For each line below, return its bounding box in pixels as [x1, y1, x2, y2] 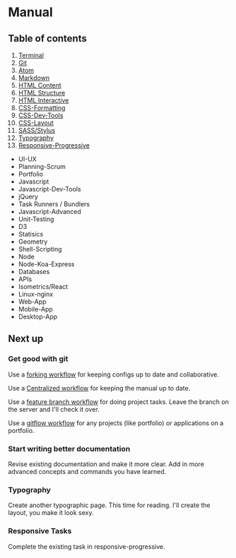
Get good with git [8, 354, 69, 364]
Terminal [18, 51, 45, 59]
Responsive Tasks [8, 526, 72, 536]
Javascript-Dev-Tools [18, 185, 81, 193]
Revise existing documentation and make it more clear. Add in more [8, 460, 204, 468]
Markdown [18, 73, 50, 82]
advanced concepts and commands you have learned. [8, 467, 167, 475]
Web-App [18, 297, 47, 306]
